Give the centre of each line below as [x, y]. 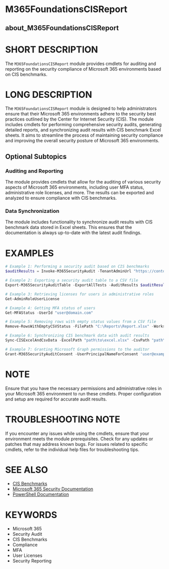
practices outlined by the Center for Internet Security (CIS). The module [79, 119]
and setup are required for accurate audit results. [56, 399]
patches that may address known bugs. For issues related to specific [76, 444]
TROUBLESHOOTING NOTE [63, 419]
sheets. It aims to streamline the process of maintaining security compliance [84, 135]
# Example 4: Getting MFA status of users [50, 308]
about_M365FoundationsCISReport [62, 28]
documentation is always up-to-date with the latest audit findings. [73, 233]
